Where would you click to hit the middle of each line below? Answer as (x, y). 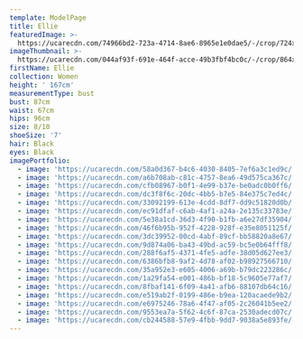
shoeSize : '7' (36, 136)
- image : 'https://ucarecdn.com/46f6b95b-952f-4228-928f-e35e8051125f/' (157, 228)
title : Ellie (34, 26)
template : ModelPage (48, 18)
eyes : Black (32, 152)
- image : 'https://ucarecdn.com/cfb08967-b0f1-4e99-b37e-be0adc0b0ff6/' (157, 186)
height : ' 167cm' (42, 85)
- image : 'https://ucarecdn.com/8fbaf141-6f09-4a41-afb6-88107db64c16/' (157, 287)
